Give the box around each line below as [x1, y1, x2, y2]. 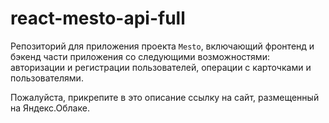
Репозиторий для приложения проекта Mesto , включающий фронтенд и [10, 40, 315, 52]
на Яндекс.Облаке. [10, 102, 90, 114]
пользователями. [10, 72, 84, 84]
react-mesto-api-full [10, 7, 186, 30]
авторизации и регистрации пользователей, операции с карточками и [10, 61, 312, 73]
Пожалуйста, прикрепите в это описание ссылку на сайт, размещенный [10, 91, 320, 103]
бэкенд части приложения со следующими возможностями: [10, 50, 270, 62]
